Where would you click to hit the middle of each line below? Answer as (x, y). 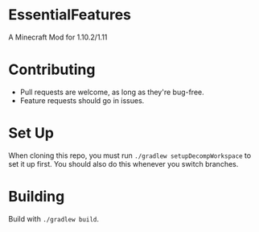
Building (37, 197)
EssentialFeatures (70, 15)
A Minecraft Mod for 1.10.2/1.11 (58, 37)
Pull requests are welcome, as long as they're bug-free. (112, 92)
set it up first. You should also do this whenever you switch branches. (123, 164)
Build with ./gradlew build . (53, 218)
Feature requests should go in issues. (82, 100)
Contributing (52, 70)
